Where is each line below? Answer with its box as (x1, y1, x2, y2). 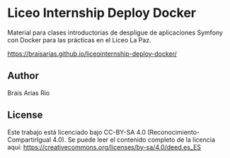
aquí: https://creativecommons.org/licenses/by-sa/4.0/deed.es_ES (7, 142, 202, 151)
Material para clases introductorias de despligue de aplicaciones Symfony (7, 28, 223, 37)
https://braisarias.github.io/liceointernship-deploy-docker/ (7, 49, 177, 58)
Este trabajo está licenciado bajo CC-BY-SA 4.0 (7, 128, 146, 136)
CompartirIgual (7, 135, 52, 144)
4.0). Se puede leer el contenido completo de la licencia (52, 135, 216, 144)
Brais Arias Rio (7, 88, 50, 97)
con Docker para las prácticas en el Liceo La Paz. (7, 35, 151, 44)
